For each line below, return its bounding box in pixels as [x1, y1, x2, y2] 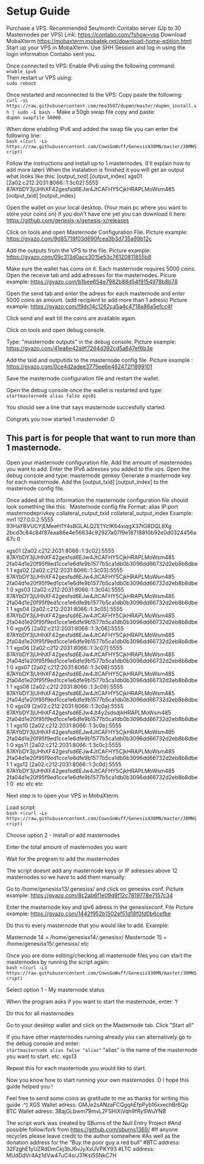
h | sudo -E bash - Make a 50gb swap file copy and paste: [6, 108, 155, 115]
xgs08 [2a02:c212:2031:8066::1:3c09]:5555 [13, 683, 123, 690]
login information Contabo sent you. [6, 50, 96, 57]
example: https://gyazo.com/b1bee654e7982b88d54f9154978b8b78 [6, 278, 178, 285]
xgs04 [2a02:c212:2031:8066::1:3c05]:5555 [13, 605, 123, 613]
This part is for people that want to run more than [6, 433, 196, 443]
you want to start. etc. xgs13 [6, 1053, 77, 1060]
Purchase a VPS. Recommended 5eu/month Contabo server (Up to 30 [6, 24, 182, 32]
